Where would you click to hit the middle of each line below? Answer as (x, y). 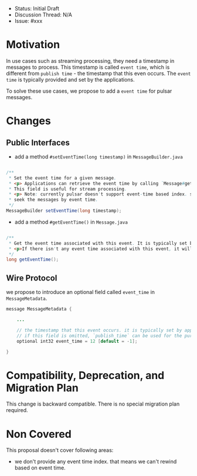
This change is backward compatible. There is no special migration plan (93, 404)
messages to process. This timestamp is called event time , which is (88, 67)
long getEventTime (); (33, 260)
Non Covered (39, 434)
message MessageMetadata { (39, 309)
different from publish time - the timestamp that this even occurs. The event (98, 73)
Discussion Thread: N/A (43, 15)
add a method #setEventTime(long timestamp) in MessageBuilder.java (98, 156)
